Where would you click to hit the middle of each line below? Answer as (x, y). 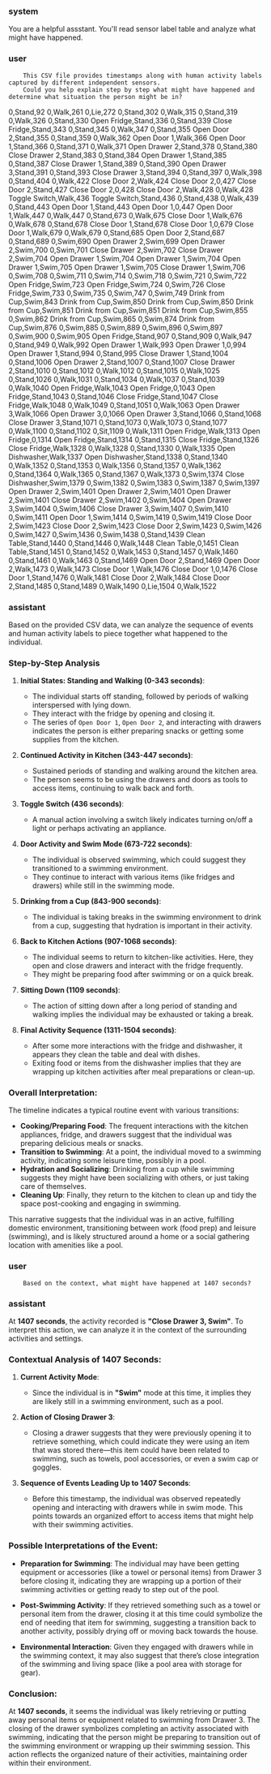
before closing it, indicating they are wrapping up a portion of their (131, 1581)
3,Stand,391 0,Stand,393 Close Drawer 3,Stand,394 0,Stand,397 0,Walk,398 (135, 172)
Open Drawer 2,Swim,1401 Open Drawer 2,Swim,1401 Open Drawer (120, 491)
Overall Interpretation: (53, 1093)
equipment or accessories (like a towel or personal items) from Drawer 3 (141, 1572)
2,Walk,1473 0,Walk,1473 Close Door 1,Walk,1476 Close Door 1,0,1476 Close (133, 569)
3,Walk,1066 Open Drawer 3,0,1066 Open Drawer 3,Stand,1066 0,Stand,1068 (135, 413)
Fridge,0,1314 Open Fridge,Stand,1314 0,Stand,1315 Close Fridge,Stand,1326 (134, 439)
